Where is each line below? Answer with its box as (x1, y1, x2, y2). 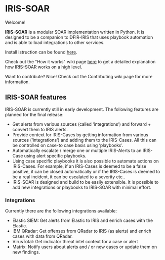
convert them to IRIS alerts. (12, 126, 68, 132)
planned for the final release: (5, 111, 64, 117)
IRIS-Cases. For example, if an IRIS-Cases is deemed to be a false (12, 163, 147, 169)
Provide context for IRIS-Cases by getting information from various (12, 132, 149, 138)
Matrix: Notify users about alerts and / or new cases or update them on (12, 244, 157, 250)
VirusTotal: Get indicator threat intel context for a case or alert (12, 239, 138, 245)
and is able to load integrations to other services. (5, 39, 105, 45)
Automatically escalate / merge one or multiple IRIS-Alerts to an (12, 147, 142, 154)
